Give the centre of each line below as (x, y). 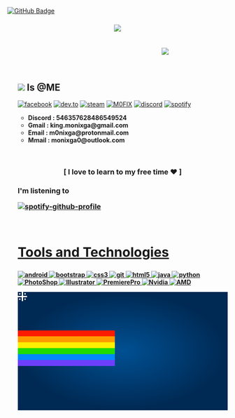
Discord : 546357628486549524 (77, 118)
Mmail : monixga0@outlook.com (76, 140)
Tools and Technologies (93, 252)
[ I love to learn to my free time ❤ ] (122, 172)
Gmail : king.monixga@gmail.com (78, 126)
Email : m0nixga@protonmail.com (78, 133)
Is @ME (44, 87)
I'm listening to (43, 191)
